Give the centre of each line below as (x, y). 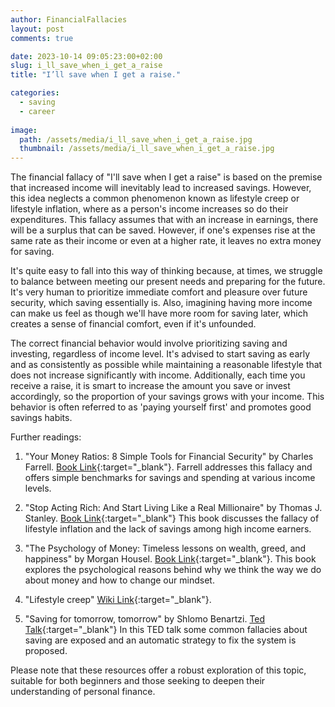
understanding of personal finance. (83, 692)
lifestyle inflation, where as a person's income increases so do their (149, 209)
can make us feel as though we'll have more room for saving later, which (159, 313)
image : (24, 130)
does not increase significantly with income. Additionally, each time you (158, 375)
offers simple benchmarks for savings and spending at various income (170, 478)
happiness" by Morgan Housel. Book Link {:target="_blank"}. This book (170, 559)
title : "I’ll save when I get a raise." (96, 75)
